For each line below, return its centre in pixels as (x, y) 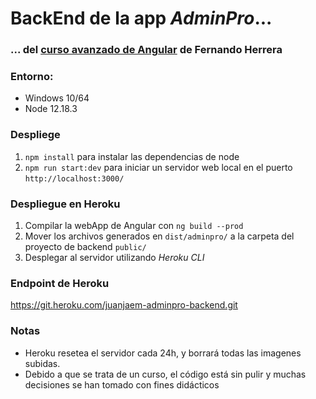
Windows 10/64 (57, 98)
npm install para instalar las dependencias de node (132, 156)
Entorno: (32, 77)
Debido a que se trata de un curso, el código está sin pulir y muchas (165, 374)
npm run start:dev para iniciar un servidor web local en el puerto (158, 167)
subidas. (42, 363)
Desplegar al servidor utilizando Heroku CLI (114, 257)
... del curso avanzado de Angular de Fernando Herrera (146, 50)
